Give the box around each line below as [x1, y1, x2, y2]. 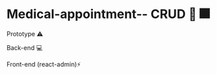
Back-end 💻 [6, 43, 43, 51]
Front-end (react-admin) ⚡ [6, 60, 81, 68]
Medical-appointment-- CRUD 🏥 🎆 [6, 6, 210, 22]
